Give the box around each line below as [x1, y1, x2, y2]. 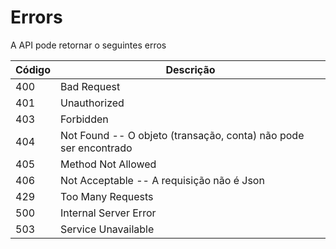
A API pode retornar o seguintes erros [10, 39, 167, 51]
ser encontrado [60, 141, 133, 155]
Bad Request [60, 79, 121, 93]
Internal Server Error [60, 206, 157, 220]
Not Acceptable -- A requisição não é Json [60, 173, 265, 187]
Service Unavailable [60, 222, 155, 236]
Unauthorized [60, 96, 125, 110]
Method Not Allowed [60, 157, 157, 171]
